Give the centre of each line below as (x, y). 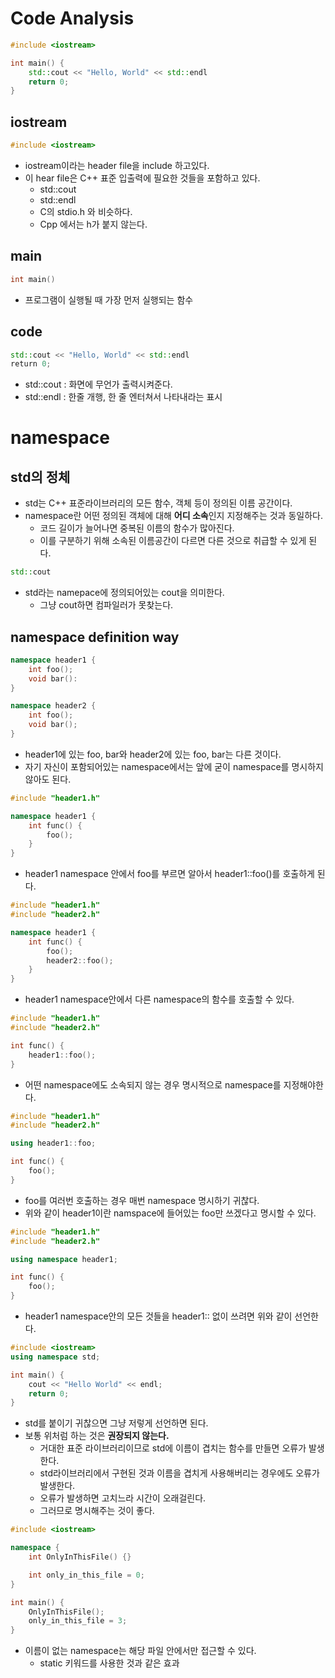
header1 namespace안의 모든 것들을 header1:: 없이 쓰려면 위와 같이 (158, 1316)
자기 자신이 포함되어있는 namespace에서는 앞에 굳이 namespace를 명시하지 (174, 766)
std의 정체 (40, 477)
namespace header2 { (53, 706)
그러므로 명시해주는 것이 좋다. (97, 1511)
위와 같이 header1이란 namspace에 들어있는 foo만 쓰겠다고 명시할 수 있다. (170, 1213)
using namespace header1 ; (64, 1259)
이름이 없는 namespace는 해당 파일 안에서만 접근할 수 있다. (140, 1651)
